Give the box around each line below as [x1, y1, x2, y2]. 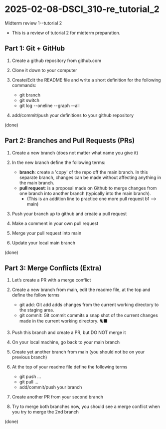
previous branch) [11, 354, 47, 360]
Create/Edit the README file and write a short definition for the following [11, 76, 161, 83]
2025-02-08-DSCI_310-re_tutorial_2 [4, 3, 160, 15]
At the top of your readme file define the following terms [11, 364, 128, 370]
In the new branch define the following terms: [11, 159, 106, 165]
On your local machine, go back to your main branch [11, 339, 120, 345]
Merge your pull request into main [11, 230, 82, 236]
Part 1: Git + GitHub [4, 44, 65, 53]
